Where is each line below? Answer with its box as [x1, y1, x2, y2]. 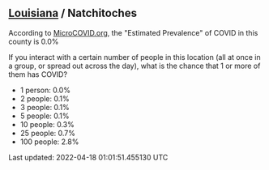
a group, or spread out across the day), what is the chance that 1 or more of [8, 61, 261, 70]
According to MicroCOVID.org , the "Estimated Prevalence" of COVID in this [8, 28, 258, 37]
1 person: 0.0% [19, 85, 71, 95]
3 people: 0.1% [19, 102, 70, 112]
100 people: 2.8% [19, 137, 79, 147]
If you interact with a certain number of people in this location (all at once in [8, 52, 261, 62]
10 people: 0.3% [19, 119, 75, 129]
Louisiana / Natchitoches [8, 6, 138, 20]
